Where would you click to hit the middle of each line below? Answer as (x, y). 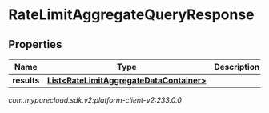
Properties (35, 44)
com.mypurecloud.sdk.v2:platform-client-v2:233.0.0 (95, 100)
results (26, 80)
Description (237, 67)
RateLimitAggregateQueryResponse (131, 15)
